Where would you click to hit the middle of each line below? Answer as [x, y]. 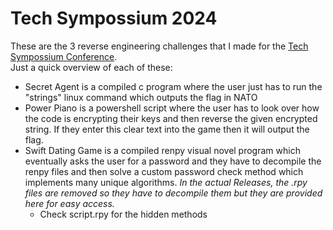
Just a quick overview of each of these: [91, 67]
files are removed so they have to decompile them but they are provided [173, 193]
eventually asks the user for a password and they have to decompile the [173, 161]
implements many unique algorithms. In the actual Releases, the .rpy [166, 182]
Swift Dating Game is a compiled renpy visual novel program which [162, 150]
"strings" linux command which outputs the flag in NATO [141, 97]
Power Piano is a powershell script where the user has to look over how [172, 108]
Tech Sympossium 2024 [114, 18]
